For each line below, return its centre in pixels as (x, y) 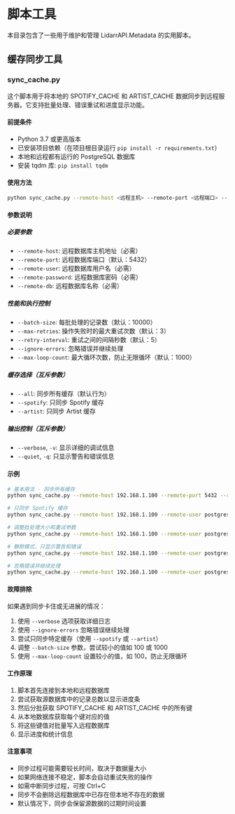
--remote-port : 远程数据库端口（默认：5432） (84, 259)
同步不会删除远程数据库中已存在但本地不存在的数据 (91, 794)
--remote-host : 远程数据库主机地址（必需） (79, 251)
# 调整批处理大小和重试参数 (42, 528)
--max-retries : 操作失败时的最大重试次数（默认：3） (93, 331)
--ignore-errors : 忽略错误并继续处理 (70, 348)
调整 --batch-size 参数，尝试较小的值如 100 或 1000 (92, 647)
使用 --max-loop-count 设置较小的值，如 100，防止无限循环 (102, 656)
